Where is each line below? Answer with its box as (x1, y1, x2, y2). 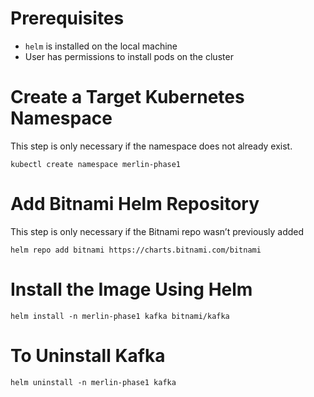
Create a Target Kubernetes (10, 86, 245, 109)
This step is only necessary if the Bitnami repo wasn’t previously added (10, 225, 305, 237)
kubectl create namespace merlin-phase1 (10, 159, 182, 169)
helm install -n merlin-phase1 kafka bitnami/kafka (10, 311, 230, 321)
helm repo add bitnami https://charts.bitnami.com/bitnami (10, 245, 262, 255)
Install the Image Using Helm (10, 278, 253, 301)
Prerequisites (10, 7, 125, 30)
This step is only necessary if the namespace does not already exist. (10, 140, 293, 152)
